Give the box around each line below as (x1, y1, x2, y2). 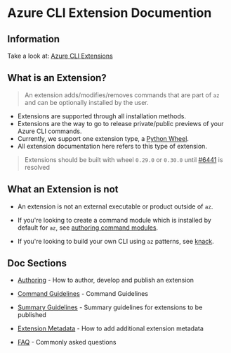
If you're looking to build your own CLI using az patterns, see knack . (17, 237, 214, 245)
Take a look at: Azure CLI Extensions (7, 51, 114, 60)
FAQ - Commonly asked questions (17, 338, 117, 347)
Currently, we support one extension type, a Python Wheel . (17, 134, 190, 142)
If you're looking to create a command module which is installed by (17, 216, 212, 224)
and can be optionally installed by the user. (24, 98, 149, 106)
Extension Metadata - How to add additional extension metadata (17, 324, 204, 333)
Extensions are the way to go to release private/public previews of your (17, 119, 224, 128)
